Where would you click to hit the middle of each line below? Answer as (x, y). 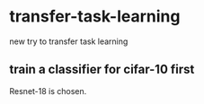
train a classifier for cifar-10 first (102, 69)
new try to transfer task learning (69, 41)
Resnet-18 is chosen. (48, 91)
